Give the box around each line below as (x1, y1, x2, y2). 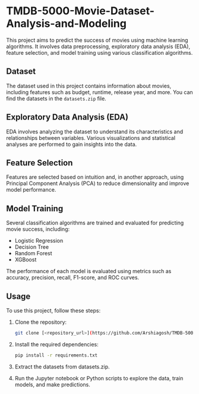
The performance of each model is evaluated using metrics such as (6, 268, 172, 275)
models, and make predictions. (14, 381, 90, 388)
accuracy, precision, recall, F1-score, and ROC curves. (6, 274, 140, 281)
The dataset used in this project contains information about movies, (6, 82, 172, 89)
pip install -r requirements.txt (14, 352, 98, 358)
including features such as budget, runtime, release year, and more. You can (6, 88, 193, 96)
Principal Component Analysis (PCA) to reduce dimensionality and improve (6, 180, 189, 187)
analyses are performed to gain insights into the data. (6, 140, 137, 148)
